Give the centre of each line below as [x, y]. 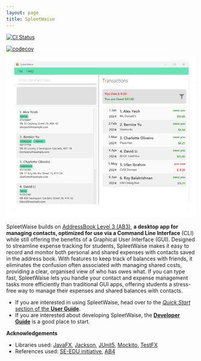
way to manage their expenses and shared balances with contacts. [100, 291]
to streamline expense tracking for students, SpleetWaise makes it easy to [97, 246]
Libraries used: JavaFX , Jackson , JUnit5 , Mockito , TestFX [86, 345]
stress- [182, 284]
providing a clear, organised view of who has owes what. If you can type [96, 272]
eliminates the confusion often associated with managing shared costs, [94, 265]
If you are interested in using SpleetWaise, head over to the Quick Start [103, 303]
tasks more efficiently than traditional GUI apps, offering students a [89, 284]
